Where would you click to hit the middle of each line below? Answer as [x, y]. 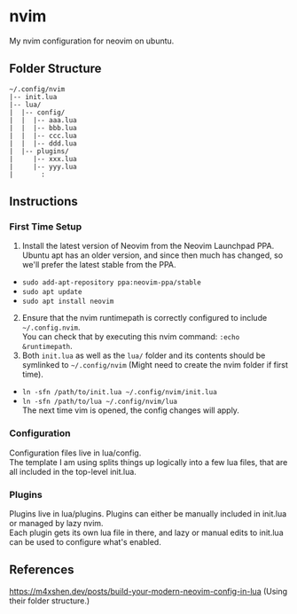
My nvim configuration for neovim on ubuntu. [92, 41]
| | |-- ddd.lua [43, 144]
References [42, 570]
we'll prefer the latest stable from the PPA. [99, 265]
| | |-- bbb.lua [43, 128]
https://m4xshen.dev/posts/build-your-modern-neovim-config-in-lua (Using [148, 591]
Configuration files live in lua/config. [75, 453]
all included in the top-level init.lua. [73, 471]
